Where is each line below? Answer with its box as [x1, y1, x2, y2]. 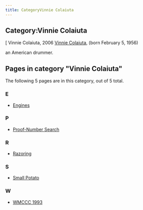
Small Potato [12, 175, 40, 181]
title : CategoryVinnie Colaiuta [5, 7, 74, 13]
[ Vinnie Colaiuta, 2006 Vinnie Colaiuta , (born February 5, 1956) [5, 40, 138, 46]
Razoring [12, 151, 32, 157]
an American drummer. [5, 49, 53, 56]
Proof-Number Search [12, 126, 60, 132]
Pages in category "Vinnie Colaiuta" [5, 64, 123, 73]
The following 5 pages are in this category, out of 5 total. [5, 78, 124, 84]
